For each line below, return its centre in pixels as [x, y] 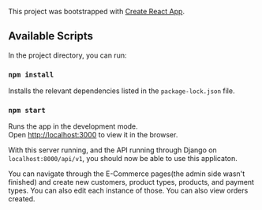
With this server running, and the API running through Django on [112, 150]
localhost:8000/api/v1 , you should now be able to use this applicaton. [123, 159]
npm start [27, 111]
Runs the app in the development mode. [73, 126]
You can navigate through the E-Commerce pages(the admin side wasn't [127, 174]
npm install [31, 75]
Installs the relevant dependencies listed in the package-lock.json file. [122, 91]
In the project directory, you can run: [67, 55]
